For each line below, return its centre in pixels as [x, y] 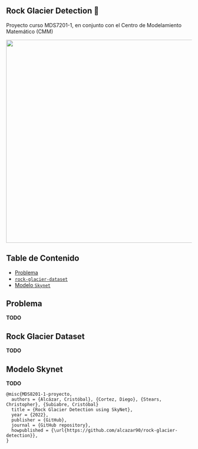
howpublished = [30, 431]
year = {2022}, [30, 415]
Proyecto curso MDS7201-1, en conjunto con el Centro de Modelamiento [94, 25]
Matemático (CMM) [30, 31]
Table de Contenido [43, 258]
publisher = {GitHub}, [39, 420]
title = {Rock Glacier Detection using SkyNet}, [72, 410]
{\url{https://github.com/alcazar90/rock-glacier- [114, 431]
